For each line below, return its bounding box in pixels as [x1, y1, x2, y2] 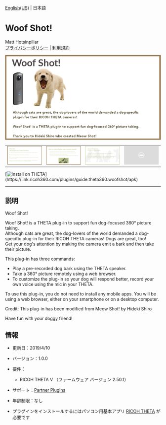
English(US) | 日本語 [5, 5, 46, 10]
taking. [5, 225, 19, 231]
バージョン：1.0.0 [12, 355, 48, 361]
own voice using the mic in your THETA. [12, 281, 94, 287]
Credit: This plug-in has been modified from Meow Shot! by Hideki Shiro [5, 305, 152, 312]
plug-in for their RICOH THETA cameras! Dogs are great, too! [22, 235, 147, 241]
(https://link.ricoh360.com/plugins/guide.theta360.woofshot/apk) [5, 176, 138, 182]
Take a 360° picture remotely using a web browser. [12, 271, 117, 277]
